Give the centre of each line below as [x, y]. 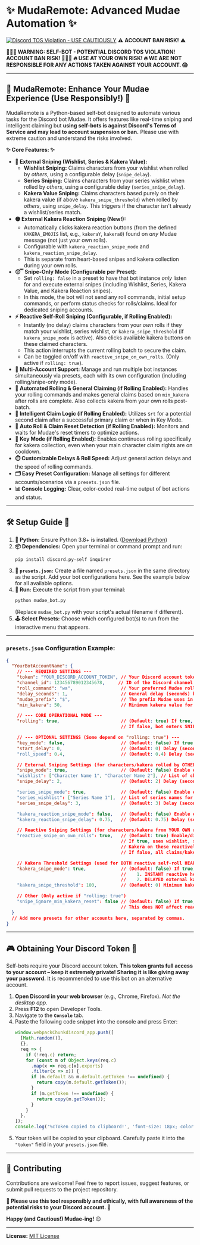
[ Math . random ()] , [42, 1038]
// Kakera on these [145, 847]
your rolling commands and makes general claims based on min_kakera [102, 394]
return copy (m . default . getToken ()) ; [82, 1082]
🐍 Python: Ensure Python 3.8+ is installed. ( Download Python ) [91, 539]
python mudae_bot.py [40, 601]
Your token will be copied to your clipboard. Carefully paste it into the [100, 1138]
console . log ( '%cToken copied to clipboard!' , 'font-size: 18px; [96, 1127]
